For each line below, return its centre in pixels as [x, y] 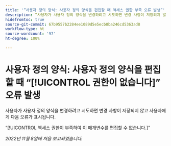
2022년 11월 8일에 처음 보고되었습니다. [44, 138]
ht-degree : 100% [22, 39]
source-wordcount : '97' [31, 34]
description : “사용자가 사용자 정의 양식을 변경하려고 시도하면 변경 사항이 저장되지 [83, 15]
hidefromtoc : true [25, 19]
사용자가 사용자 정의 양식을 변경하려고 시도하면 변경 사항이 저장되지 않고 [77, 110]
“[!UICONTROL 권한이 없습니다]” [93, 83]
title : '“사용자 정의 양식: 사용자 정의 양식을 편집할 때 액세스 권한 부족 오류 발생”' [85, 10]
